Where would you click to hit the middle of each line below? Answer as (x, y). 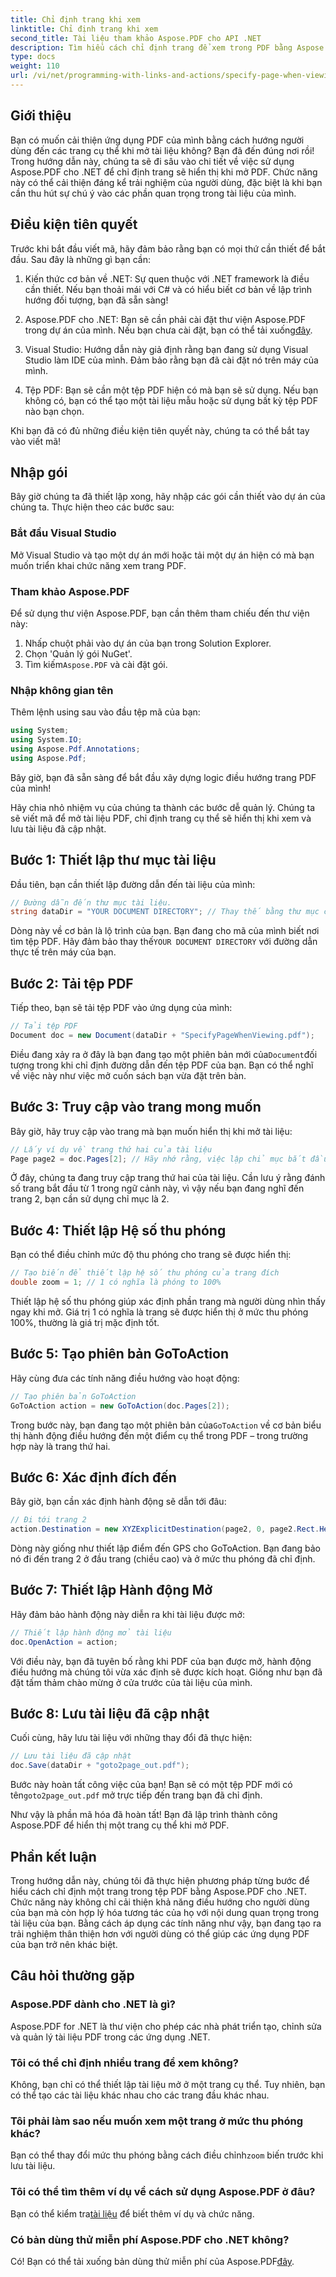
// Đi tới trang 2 (48, 1520)
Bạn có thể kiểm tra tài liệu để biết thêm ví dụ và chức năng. (132, 2213)
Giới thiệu (41, 116)
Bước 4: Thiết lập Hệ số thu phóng (118, 1230)
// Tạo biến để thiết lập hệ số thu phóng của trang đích (145, 1273)
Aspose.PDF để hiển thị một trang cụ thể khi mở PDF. (120, 1825)
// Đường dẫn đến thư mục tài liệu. (91, 902)
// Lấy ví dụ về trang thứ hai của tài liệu (111, 1149)
